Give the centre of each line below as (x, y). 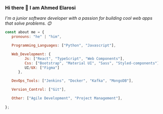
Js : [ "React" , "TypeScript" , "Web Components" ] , (74, 58)
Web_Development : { (31, 54)
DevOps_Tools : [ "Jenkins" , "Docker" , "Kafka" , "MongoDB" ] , (72, 81)
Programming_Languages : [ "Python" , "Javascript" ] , (64, 45)
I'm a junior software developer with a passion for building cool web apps (79, 18)
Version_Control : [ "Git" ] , (39, 90)
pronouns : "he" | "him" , (37, 37)
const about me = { (25, 32)
